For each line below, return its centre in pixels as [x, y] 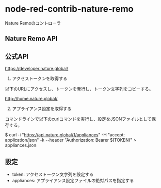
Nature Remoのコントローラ [33, 23]
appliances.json [21, 145]
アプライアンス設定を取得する [42, 109]
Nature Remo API [31, 39]
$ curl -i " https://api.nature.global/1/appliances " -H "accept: [65, 135]
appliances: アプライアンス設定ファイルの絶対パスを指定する [73, 180]
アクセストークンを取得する [40, 78]
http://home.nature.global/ [31, 99]
